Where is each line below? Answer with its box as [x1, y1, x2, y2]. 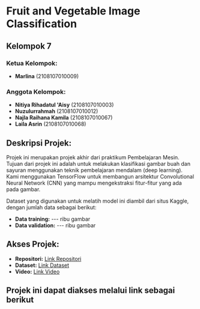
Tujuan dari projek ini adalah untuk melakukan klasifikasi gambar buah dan [6, 160, 191, 167]
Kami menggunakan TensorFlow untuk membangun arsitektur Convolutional [6, 173, 194, 180]
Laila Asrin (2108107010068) [14, 120, 86, 127]
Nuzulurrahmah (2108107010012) [14, 108, 98, 115]
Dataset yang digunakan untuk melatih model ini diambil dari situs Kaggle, [6, 197, 189, 204]
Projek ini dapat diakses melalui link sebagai [6, 286, 175, 296]
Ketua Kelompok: [6, 59, 58, 67]
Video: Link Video [14, 268, 60, 275]
